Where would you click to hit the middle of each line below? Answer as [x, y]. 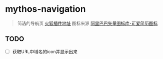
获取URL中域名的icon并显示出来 [45, 51]
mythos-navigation [46, 9]
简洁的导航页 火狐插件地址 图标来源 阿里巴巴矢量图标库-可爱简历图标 [87, 23]
